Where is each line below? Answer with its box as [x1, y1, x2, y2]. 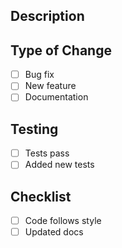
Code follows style [24, 215, 102, 227]
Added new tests [24, 159, 95, 171]
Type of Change [10, 42, 112, 59]
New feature [24, 80, 77, 92]
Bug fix [24, 69, 55, 81]
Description [10, 8, 85, 25]
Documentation [24, 91, 89, 103]
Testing [10, 120, 59, 138]
